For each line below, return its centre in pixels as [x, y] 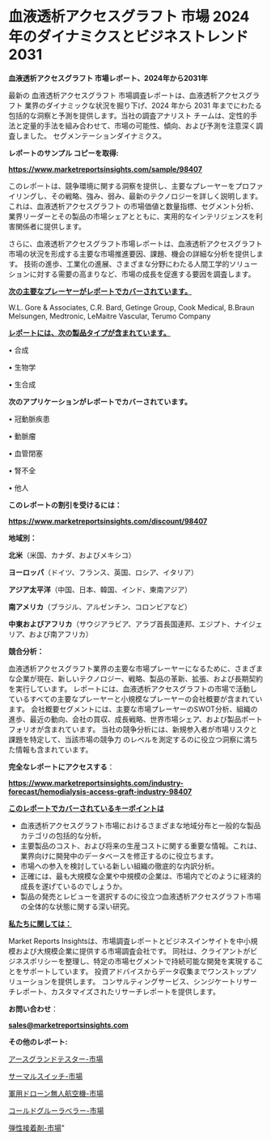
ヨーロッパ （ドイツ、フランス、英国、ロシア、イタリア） [103, 572]
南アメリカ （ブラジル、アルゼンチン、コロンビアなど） [100, 606]
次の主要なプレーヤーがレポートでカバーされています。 [100, 291]
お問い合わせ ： [33, 1009]
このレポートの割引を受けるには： [65, 505]
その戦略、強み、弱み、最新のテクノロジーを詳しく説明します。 [157, 196]
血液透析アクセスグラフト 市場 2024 [129, 17]
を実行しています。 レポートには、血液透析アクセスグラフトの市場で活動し [133, 689]
